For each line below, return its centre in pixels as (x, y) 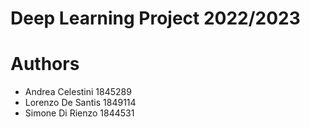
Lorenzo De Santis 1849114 (80, 103)
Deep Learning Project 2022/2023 (155, 18)
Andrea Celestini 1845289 (78, 92)
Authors (45, 64)
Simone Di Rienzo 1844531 (79, 113)
